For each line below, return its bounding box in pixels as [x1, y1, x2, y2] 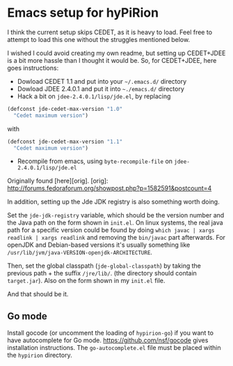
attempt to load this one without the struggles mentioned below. [7, 35, 190, 43]
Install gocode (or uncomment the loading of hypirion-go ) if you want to [7, 329, 214, 337]
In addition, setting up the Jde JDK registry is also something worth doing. [7, 197, 220, 206]
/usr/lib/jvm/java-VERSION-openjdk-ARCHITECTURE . [7, 248, 153, 257]
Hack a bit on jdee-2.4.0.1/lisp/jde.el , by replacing [17, 92, 171, 100]
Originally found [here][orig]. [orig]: [7, 176, 109, 185]
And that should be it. [7, 290, 69, 298]
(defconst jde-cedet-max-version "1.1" [7, 138, 123, 145]
